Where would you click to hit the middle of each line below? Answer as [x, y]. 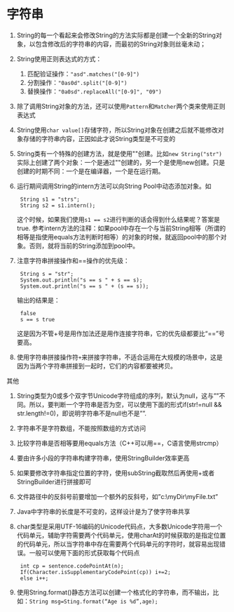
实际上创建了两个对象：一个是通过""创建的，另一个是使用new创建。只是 [121, 162]
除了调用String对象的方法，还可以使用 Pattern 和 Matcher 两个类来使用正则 [121, 106]
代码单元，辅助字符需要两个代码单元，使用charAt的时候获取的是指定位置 [121, 535]
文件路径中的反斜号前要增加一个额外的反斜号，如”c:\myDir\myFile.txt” [117, 496]
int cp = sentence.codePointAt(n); [72, 566]
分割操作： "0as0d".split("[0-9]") [77, 82]
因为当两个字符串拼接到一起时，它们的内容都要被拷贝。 [96, 366]
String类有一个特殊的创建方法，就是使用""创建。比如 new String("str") [119, 153]
